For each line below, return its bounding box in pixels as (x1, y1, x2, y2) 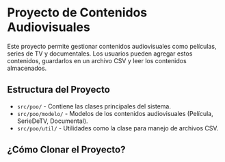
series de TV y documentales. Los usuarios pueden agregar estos (7, 49, 193, 58)
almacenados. (7, 64, 47, 72)
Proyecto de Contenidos (7, 5, 148, 21)
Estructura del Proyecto (7, 84, 111, 95)
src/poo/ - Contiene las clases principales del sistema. (16, 102, 171, 111)
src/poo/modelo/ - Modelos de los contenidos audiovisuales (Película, (16, 109, 213, 117)
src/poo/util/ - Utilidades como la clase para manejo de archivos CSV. (16, 124, 219, 132)
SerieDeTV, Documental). (16, 117, 88, 125)
